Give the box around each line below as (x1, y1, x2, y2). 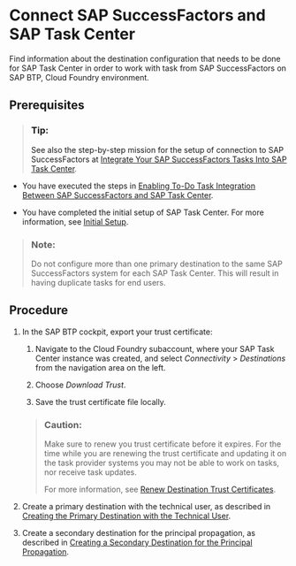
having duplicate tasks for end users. (30, 277, 166, 287)
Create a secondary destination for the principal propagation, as (21, 528, 256, 539)
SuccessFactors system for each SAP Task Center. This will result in (30, 267, 279, 279)
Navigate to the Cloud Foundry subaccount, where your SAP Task (34, 343, 275, 354)
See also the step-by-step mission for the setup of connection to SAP (30, 144, 285, 155)
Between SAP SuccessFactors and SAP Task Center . (21, 189, 214, 200)
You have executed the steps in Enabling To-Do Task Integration (21, 180, 256, 191)
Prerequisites (9, 98, 85, 113)
